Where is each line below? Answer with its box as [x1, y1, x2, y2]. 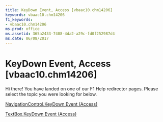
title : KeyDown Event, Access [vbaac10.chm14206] [5, 7, 113, 13]
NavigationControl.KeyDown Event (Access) [5, 101, 98, 107]
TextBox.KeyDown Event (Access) [5, 111, 77, 117]
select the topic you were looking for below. [5, 91, 97, 97]
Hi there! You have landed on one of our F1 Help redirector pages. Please [5, 85, 158, 92]
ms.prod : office [5, 27, 40, 32]
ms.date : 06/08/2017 [5, 36, 49, 41]
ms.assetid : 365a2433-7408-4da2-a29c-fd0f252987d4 [5, 31, 115, 36]
